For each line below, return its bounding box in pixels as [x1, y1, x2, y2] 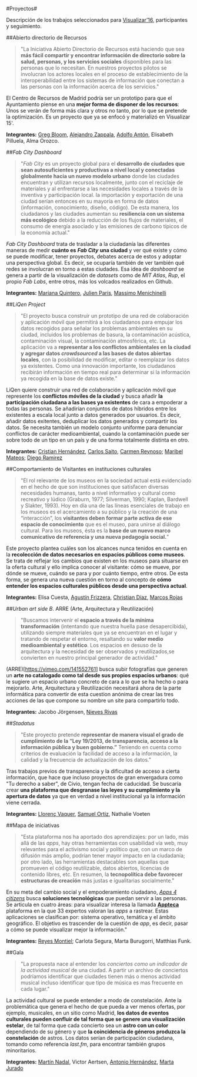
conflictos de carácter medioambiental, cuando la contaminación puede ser [6, 430, 189, 437]
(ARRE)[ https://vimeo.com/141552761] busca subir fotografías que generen [6, 666, 188, 673]
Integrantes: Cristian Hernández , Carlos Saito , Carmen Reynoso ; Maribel [6, 448, 183, 454]
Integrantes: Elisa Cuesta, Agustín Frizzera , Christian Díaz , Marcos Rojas [6, 594, 183, 601]
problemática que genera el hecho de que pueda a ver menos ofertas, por [6, 1003, 186, 1010]
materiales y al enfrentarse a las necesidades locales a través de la [20, 185, 183, 192]
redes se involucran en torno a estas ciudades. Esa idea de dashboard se [6, 265, 184, 272]
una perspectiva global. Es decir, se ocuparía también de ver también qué [6, 259, 185, 266]
